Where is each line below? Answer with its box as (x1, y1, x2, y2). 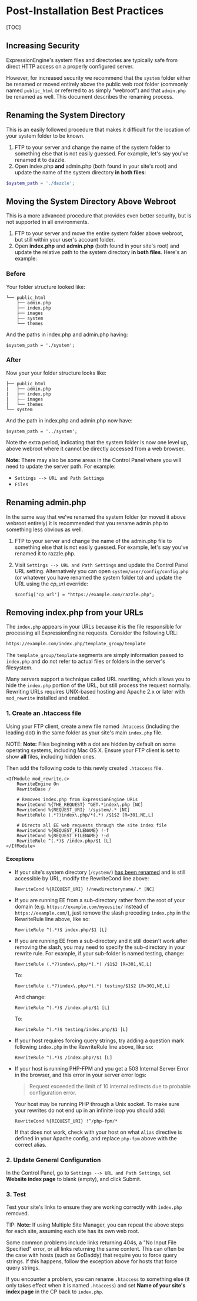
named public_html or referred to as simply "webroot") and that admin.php (6, 87, 186, 94)
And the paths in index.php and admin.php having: (6, 331, 128, 338)
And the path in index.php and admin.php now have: (6, 417, 133, 424)
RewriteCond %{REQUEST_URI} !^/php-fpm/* (14, 1118, 118, 1124)
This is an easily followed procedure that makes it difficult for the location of (6, 126, 191, 133)
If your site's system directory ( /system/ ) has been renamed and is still (14, 869, 186, 876)
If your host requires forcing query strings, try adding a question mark (14, 1037, 184, 1044)
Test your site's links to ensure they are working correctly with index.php (6, 1204, 182, 1211)
